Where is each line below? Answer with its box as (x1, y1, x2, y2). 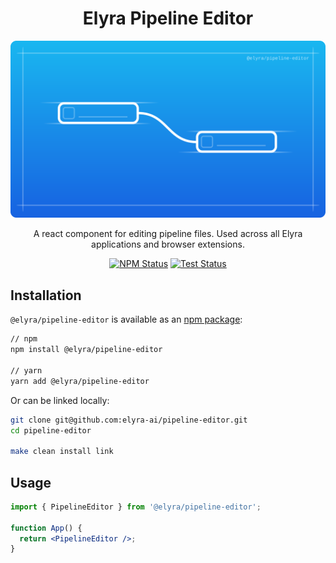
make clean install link (10, 447, 114, 457)
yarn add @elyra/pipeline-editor (10, 376, 150, 386)
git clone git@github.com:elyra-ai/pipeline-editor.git (10, 415, 248, 425)
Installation (10, 287, 82, 304)
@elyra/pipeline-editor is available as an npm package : (10, 313, 243, 326)
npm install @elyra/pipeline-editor (10, 345, 163, 355)
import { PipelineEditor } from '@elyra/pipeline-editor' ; (10, 502, 262, 512)
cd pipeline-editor (10, 425, 92, 436)
